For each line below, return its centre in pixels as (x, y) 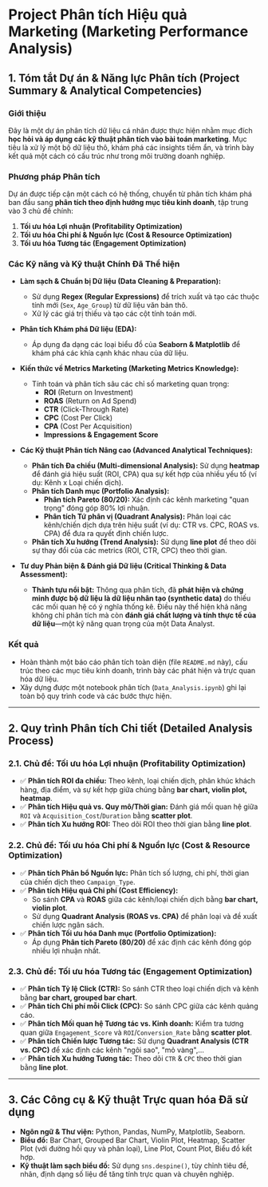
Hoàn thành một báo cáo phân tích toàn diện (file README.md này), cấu (134, 662)
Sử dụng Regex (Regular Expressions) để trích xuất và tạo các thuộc (146, 297)
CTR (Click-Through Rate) (86, 409)
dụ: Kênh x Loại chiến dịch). (77, 483)
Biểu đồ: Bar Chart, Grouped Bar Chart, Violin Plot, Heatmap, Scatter (132, 1140)
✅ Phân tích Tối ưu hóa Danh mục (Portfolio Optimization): (118, 933)
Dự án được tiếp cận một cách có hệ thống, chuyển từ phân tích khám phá (130, 194)
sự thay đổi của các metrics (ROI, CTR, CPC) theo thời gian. (129, 550)
